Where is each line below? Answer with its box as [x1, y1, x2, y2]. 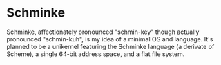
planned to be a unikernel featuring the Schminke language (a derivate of [6, 42, 215, 50]
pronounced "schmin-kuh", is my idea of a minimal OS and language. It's [6, 35, 213, 43]
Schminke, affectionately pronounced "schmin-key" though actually [6, 28, 200, 36]
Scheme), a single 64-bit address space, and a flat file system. [6, 50, 185, 58]
